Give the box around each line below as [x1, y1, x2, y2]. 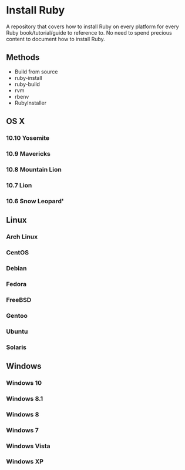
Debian [6, 264, 27, 272]
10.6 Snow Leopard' [6, 197, 64, 205]
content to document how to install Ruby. [6, 35, 106, 42]
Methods [6, 52, 40, 62]
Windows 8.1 [6, 394, 43, 402]
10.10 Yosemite [6, 134, 50, 142]
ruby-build [14, 80, 40, 88]
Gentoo [6, 311, 28, 320]
